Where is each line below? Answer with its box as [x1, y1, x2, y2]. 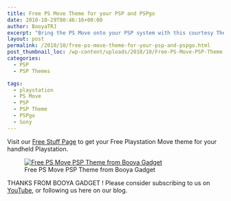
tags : [7, 80, 23, 87]
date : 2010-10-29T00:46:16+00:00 [7, 17, 103, 23]
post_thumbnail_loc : [7, 49, 67, 56]
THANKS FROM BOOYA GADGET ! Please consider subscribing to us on [7, 178, 210, 187]
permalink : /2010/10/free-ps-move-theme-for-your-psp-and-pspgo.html [7, 42, 211, 49]
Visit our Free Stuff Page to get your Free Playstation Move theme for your [7, 137, 217, 145]
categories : [7, 55, 41, 62]
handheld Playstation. [7, 145, 69, 153]
